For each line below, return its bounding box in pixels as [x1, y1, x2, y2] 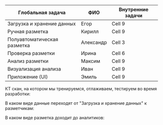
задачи [125, 12, 143, 19]
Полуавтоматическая [7, 36, 58, 42]
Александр [81, 39, 107, 45]
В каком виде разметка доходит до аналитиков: [5, 115, 105, 120]
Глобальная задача [18, 9, 66, 16]
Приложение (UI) [7, 73, 48, 80]
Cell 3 [111, 39, 125, 45]
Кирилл [81, 28, 99, 35]
